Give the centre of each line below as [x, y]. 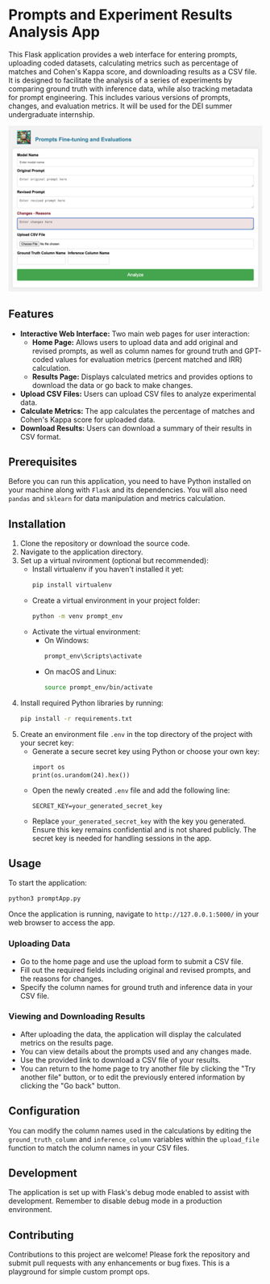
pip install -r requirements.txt [76, 718]
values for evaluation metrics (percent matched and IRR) [149, 359]
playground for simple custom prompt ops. [79, 1272]
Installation [37, 524]
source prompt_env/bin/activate [98, 687]
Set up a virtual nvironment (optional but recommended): [114, 561]
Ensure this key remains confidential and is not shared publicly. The [144, 829]
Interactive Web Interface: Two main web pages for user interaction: [135, 334]
